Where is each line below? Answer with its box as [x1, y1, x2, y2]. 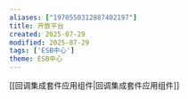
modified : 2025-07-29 [9, 37, 90, 47]
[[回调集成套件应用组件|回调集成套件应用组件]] [9, 80, 180, 90]
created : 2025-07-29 [9, 29, 86, 38]
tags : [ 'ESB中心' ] [9, 46, 75, 55]
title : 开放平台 [9, 21, 64, 30]
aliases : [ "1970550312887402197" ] [9, 12, 138, 22]
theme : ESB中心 [9, 54, 63, 63]
